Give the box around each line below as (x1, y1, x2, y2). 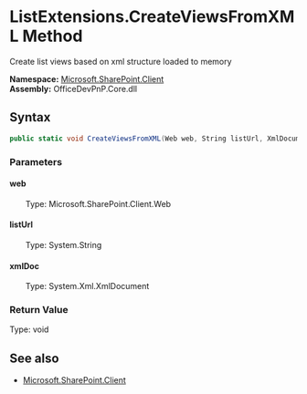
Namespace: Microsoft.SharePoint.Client (9, 73, 164, 84)
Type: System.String (26, 239, 102, 250)
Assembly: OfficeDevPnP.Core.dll (9, 83, 138, 94)
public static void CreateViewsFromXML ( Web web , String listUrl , (9, 134, 263, 143)
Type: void (9, 324, 49, 335)
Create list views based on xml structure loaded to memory (9, 56, 232, 67)
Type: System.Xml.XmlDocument (26, 281, 150, 292)
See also (9, 350, 59, 366)
